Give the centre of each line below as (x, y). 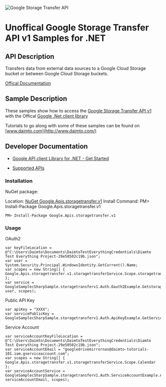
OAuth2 (13, 239)
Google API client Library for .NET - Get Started (61, 158)
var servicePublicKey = (30, 314)
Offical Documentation (28, 83)
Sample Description (36, 99)
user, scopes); (21, 291)
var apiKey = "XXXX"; (27, 310)
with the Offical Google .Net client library (46, 116)
